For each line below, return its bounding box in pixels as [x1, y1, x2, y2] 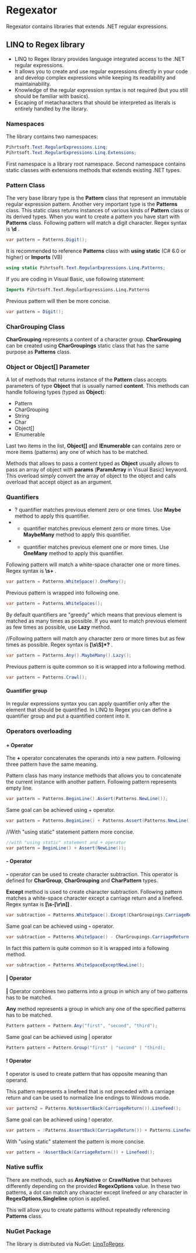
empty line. [6, 784, 33, 791]
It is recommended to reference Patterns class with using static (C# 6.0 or [6, 247, 186, 254]
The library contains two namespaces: [6, 133, 98, 140]
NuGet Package [6, 1227, 51, 1235]
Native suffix [6, 1163, 44, 1171]
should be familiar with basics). [14, 92, 90, 99]
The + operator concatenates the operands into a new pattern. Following [6, 755, 181, 762]
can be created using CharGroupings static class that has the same [6, 342, 169, 349]
